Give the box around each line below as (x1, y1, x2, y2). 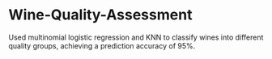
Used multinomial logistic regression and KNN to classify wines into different (8, 32, 264, 42)
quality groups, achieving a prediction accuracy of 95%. (8, 40, 196, 50)
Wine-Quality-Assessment (8, 6, 193, 24)
